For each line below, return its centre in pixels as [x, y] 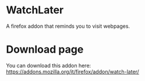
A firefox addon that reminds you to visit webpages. [68, 26]
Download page [45, 49]
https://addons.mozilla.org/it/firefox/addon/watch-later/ [73, 71]
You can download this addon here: [49, 65]
